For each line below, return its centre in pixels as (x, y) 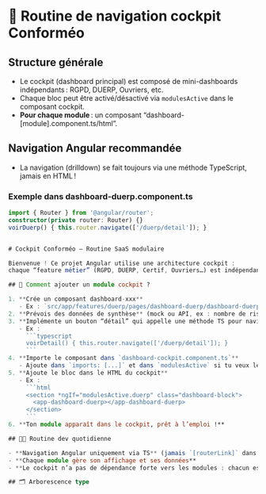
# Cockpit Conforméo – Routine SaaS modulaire (86, 249)
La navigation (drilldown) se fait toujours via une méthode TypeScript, (133, 167)
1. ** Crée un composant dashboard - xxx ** (76, 299)
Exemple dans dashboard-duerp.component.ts (101, 196)
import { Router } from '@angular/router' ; (81, 213)
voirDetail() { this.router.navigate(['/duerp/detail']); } (127, 343)
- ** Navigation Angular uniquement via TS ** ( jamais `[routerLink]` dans (133, 453)
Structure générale (56, 62)
